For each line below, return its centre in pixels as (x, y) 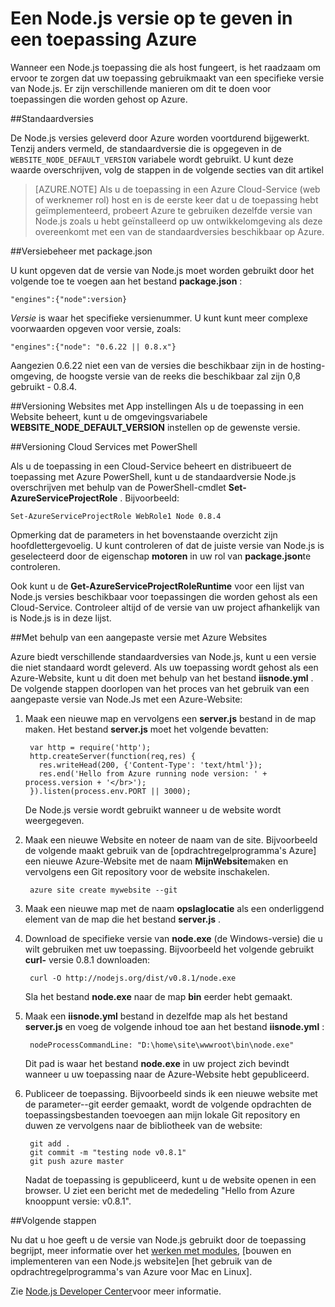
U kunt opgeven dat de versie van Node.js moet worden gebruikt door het (162, 270)
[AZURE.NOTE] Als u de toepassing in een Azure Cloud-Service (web (177, 189)
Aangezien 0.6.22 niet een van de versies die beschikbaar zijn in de (149, 365)
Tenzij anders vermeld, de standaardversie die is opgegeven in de (146, 148)
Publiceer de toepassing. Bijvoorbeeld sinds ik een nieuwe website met (171, 1093)
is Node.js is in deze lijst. (61, 618)
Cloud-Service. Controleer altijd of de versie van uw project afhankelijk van (165, 607)
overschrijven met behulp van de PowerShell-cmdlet (118, 487)
